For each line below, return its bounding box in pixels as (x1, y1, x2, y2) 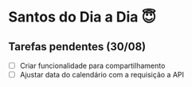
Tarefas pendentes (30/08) (8, 40, 146, 53)
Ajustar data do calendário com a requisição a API (19, 70, 185, 80)
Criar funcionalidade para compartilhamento (19, 61, 166, 70)
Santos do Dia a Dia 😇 (8, 8, 157, 26)
